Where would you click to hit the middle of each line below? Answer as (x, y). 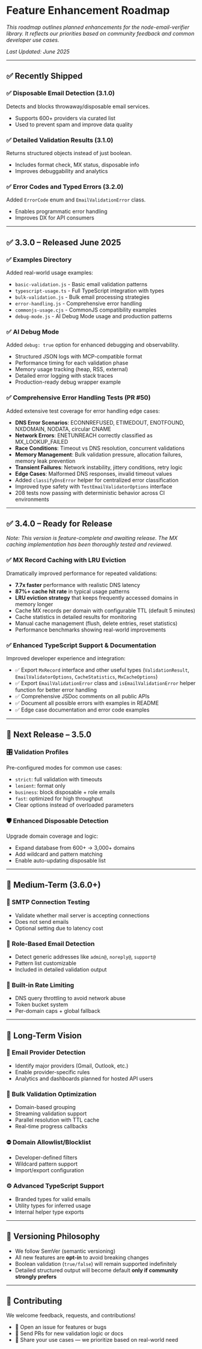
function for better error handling (56, 690)
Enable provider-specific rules (52, 1072)
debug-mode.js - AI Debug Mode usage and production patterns (93, 316)
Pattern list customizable (46, 963)
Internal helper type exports (49, 1212)
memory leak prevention (45, 461)
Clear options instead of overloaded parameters (74, 805)
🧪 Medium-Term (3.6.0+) (54, 885)
